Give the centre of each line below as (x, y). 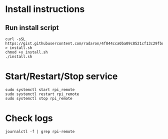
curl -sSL (15, 39)
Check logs (29, 118)
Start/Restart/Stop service (61, 76)
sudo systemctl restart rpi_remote (42, 94)
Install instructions (45, 9)
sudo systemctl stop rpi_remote (39, 98)
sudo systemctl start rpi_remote (40, 89)
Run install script (32, 28)
